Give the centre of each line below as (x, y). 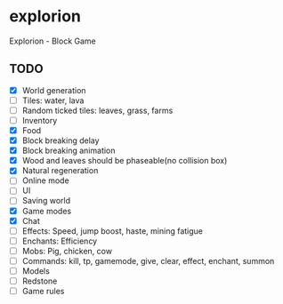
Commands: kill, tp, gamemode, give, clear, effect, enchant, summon (148, 260)
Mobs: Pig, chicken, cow (67, 251)
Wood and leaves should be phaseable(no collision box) (125, 161)
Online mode (45, 180)
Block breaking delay (61, 140)
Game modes (47, 211)
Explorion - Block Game (53, 41)
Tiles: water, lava (53, 100)
